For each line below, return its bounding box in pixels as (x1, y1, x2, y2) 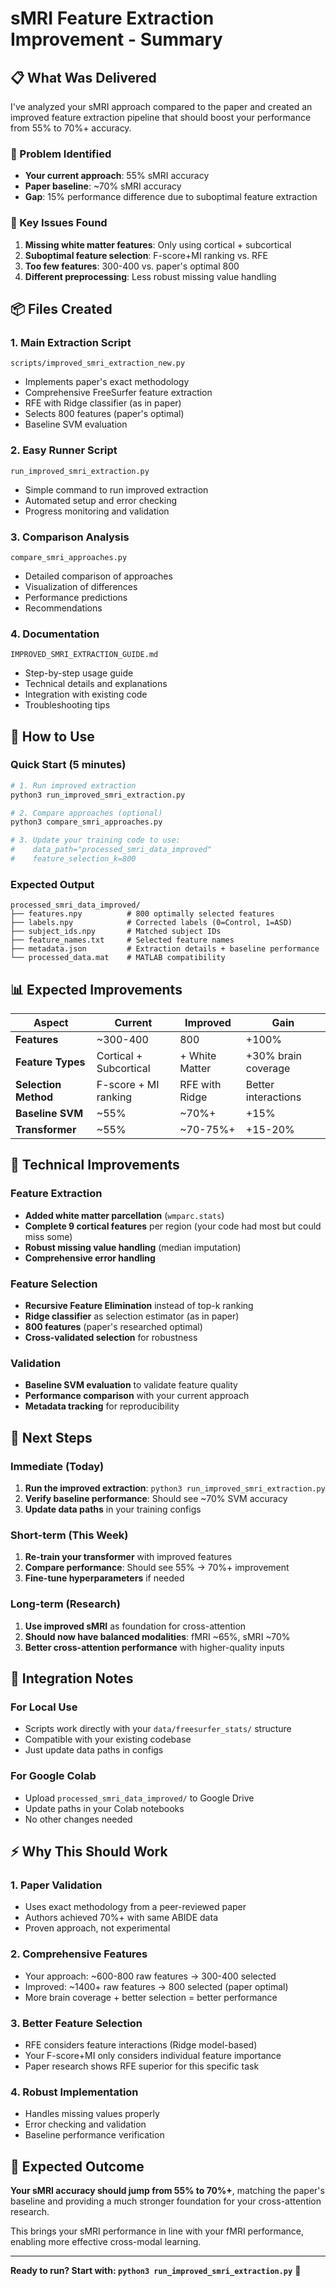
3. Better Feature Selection (10, 2016, 143, 2030)
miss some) (24, 1230, 73, 1242)
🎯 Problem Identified (10, 147, 112, 161)
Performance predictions (24, 591, 128, 603)
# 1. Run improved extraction (10, 780, 137, 791)
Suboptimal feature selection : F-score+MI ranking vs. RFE (24, 249, 268, 261)
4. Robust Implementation (10, 2085, 139, 2099)
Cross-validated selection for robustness (24, 1332, 198, 1344)
